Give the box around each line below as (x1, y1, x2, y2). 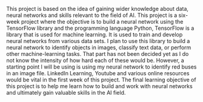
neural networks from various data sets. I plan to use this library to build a (6, 38, 190, 44)
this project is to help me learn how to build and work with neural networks (6, 83, 193, 90)
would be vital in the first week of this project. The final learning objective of (6, 76, 196, 83)
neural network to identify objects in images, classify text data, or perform (6, 44, 191, 51)
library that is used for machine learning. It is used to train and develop (6, 31, 183, 38)
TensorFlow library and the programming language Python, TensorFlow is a (6, 24, 195, 32)
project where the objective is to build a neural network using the (21, 18, 184, 25)
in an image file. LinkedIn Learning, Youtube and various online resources (6, 70, 190, 76)
